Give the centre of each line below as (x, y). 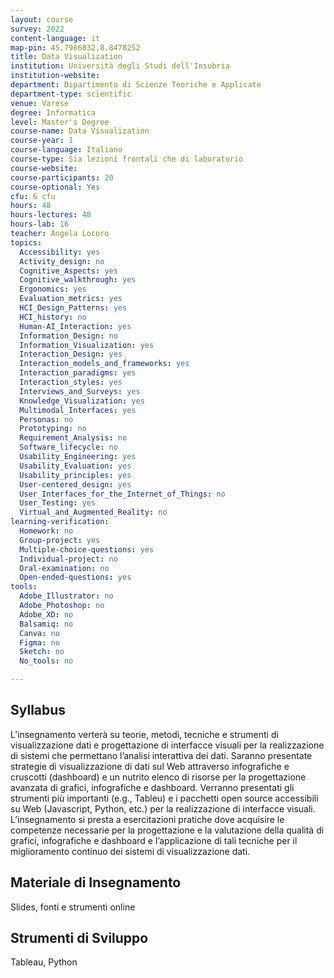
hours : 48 (31, 206)
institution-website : (55, 76)
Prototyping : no (53, 429)
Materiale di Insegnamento (96, 882)
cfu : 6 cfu (33, 196)
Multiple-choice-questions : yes (87, 549)
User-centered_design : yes (75, 484)
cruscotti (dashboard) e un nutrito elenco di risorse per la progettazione (158, 777)
